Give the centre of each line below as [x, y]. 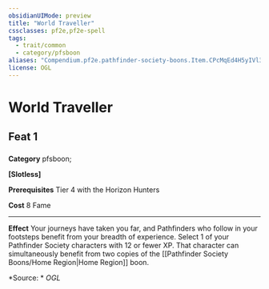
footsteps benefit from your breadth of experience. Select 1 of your [119, 237]
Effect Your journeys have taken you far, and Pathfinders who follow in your [133, 228]
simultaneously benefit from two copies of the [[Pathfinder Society [118, 254]
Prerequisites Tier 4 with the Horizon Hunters [84, 190]
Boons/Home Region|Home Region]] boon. [79, 263]
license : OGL [30, 68]
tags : [17, 38]
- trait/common [41, 46]
